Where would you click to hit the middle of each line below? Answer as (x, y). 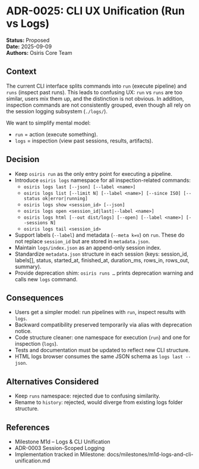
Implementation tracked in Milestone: (60, 454)
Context (21, 72)
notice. (23, 331)
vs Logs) (28, 24)
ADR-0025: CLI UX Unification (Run (96, 11)
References (28, 427)
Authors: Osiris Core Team (39, 52)
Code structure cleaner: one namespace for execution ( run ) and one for (102, 337)
